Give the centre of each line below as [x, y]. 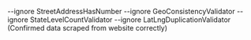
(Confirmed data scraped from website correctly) [87, 28]
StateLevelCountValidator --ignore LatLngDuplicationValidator [130, 20]
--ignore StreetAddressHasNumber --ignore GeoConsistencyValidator [121, 11]
